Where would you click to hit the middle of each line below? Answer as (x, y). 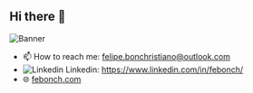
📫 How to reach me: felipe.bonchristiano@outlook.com (126, 56)
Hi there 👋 (38, 17)
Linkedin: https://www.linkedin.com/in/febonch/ (155, 70)
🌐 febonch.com (52, 79)
